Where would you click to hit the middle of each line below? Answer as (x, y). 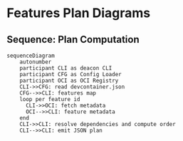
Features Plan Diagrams (79, 13)
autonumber (36, 62)
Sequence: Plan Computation (73, 40)
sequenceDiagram (31, 56)
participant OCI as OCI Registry (69, 80)
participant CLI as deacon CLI (66, 68)
